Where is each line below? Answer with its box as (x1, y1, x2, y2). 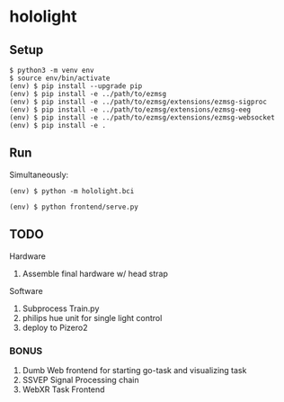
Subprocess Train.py (22, 303, 100, 314)
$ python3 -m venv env (9, 66, 94, 75)
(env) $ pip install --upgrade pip (9, 82, 143, 91)
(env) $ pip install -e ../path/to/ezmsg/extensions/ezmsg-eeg (9, 105, 252, 114)
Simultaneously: (9, 169, 69, 180)
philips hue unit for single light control (22, 312, 163, 323)
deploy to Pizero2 (22, 322, 88, 333)
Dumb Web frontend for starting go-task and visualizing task (22, 364, 247, 375)
